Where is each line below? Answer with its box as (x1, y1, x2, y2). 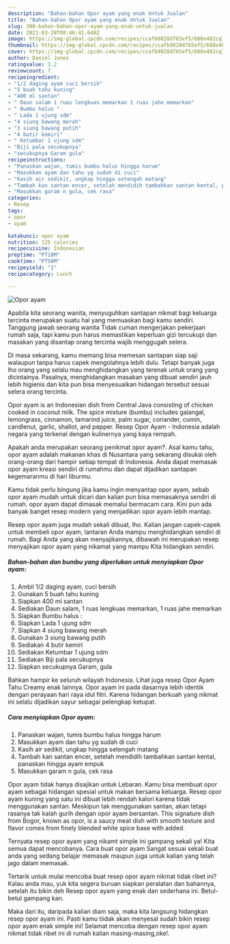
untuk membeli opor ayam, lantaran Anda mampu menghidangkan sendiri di (8, 528, 221, 536)
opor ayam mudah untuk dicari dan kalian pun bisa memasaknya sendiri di (8, 492, 216, 500)
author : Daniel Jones (8, 55, 70, 62)
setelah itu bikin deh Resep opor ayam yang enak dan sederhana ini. (8, 886, 200, 895)
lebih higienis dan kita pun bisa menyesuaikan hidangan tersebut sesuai (8, 380, 210, 388)
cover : (8, 49, 27, 55)
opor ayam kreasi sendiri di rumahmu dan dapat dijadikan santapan (8, 465, 197, 473)
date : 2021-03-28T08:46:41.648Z (8, 29, 100, 36)
